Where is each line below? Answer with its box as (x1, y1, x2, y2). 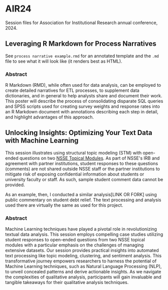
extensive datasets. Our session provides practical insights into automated (5, 247, 159, 253)
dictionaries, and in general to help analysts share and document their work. (5, 93, 162, 99)
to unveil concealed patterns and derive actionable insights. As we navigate (5, 269, 161, 275)
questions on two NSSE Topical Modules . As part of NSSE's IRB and (19, 155, 160, 161)
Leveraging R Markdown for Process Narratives (5, 40, 156, 48)
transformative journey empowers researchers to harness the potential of (5, 258, 157, 264)
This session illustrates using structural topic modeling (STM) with (5, 150, 142, 156)
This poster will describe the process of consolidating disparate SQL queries (5, 98, 163, 104)
